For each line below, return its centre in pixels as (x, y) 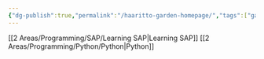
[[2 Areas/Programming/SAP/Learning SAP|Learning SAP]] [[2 (109, 38)
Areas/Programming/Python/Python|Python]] (81, 46)
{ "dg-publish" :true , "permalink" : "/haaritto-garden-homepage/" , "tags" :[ (128, 15)
